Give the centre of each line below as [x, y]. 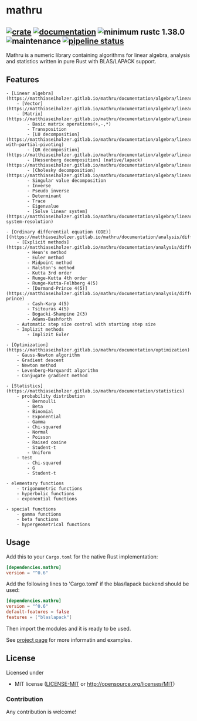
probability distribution [53, 396]
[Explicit [33, 242]
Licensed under [25, 672]
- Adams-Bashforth [50, 319]
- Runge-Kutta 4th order [57, 278]
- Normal [38, 432]
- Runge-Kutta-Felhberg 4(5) [63, 283]
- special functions [31, 509]
